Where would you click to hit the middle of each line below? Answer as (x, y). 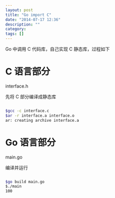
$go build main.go (25, 182)
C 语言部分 (28, 72)
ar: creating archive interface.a (42, 120)
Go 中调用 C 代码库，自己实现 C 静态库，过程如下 (57, 49)
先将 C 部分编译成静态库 (31, 96)
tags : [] (15, 34)
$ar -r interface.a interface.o (40, 116)
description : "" (23, 24)
